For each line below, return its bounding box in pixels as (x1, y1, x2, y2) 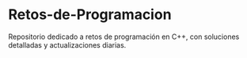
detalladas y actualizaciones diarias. (8, 40, 127, 49)
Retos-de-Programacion (8, 6, 172, 24)
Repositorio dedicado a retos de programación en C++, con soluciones (8, 32, 240, 41)
